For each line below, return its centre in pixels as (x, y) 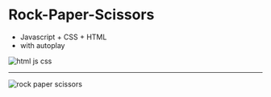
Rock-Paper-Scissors (81, 15)
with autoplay (42, 45)
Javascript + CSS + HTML (63, 37)
